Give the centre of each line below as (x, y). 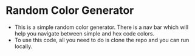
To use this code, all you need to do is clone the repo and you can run (102, 40)
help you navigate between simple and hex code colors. (84, 33)
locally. (23, 46)
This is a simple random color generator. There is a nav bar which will (101, 27)
